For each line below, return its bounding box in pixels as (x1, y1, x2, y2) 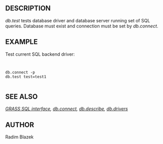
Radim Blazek (5, 134, 34, 140)
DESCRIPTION (5, 4, 51, 13)
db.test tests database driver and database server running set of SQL (5, 17, 150, 23)
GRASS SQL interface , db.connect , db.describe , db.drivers (5, 106, 128, 112)
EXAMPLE (5, 38, 38, 46)
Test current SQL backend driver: (5, 51, 75, 57)
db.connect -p (5, 69, 36, 75)
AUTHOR (5, 120, 35, 129)
